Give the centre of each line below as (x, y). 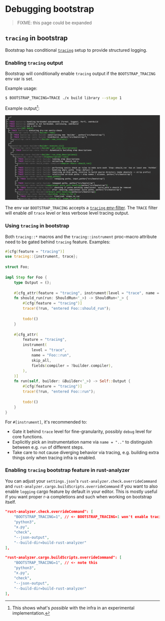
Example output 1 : (22, 108)
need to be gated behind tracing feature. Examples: (58, 242)
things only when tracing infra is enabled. (54, 458)
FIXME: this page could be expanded (55, 23)
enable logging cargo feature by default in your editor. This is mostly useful (81, 491)
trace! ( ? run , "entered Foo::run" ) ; (59, 392)
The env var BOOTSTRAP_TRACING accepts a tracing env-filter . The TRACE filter (82, 208)
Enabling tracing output (34, 63)
